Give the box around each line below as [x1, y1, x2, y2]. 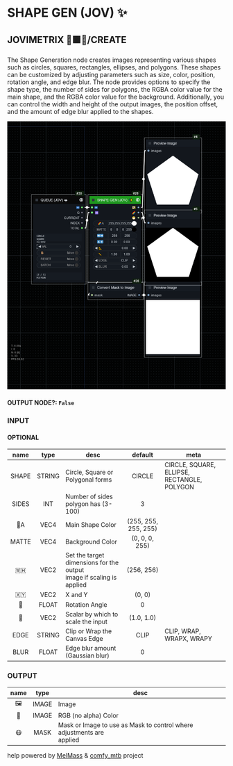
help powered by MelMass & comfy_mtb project [7, 751, 144, 759]
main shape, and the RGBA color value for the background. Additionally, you [7, 92, 225, 101]
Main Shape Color [65, 521, 116, 529]
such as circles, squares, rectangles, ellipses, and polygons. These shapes [7, 63, 221, 71]
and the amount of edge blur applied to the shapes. [7, 108, 154, 115]
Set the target [65, 551, 105, 560]
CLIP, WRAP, [164, 627, 201, 635]
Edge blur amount [65, 644, 116, 653]
